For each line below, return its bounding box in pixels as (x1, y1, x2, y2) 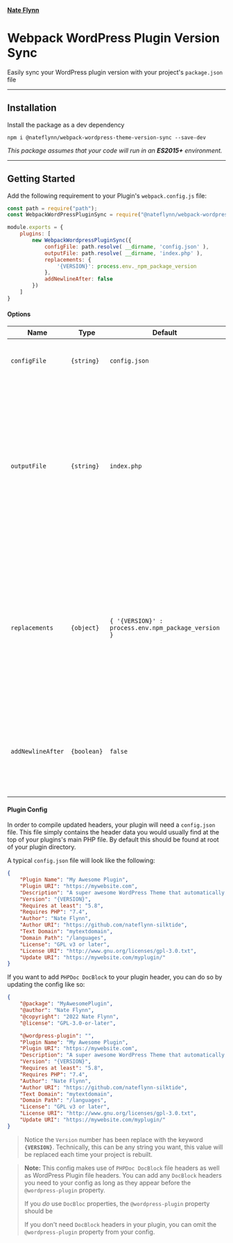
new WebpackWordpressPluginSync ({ (32, 237, 132, 244)
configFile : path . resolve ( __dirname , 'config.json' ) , (44, 243, 209, 250)
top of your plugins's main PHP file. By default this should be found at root (7, 835, 220, 844)
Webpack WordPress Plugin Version (7, 31, 220, 46)
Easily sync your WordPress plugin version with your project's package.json (7, 68, 223, 76)
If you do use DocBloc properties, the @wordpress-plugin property (24, 1199, 210, 1208)
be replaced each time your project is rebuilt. (24, 1150, 153, 1158)
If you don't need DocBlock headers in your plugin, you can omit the (24, 1220, 217, 1228)
